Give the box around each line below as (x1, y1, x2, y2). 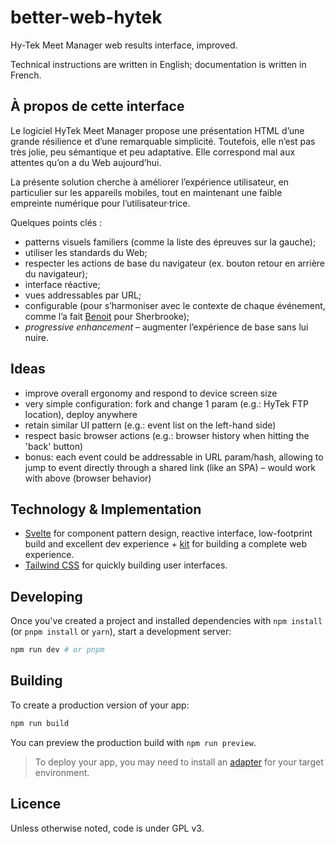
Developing (10, 588, 83, 605)
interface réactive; (24, 278, 101, 290)
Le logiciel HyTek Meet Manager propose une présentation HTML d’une (10, 124, 305, 136)
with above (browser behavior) (24, 472, 152, 484)
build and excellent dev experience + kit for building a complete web (24, 538, 308, 550)
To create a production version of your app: (10, 699, 190, 711)
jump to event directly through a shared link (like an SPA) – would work (24, 461, 317, 473)
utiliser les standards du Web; (24, 246, 148, 258)
